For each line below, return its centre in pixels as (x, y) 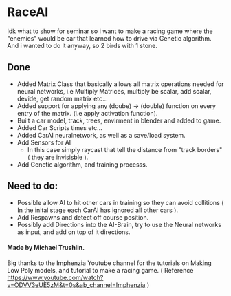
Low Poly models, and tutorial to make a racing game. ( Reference (100, 270)
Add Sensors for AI (44, 142)
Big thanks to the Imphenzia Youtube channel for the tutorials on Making (109, 263)
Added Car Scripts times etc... (60, 127)
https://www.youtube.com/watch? (55, 277)
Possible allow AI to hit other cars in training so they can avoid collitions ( (120, 202)
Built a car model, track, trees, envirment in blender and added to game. (119, 120)
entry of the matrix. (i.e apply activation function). (87, 113)
